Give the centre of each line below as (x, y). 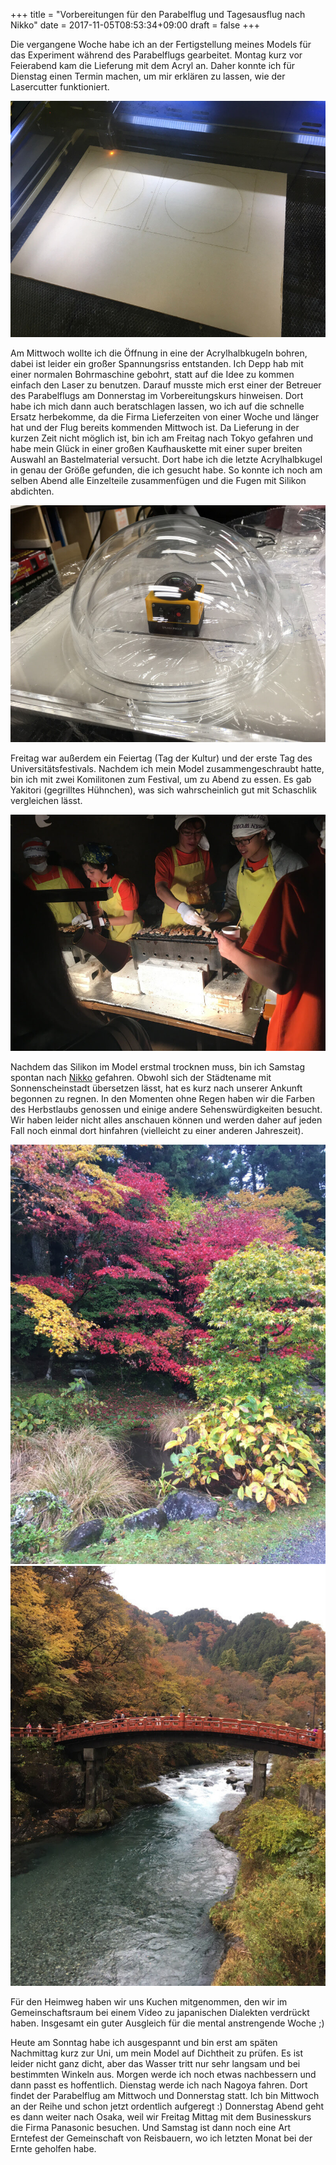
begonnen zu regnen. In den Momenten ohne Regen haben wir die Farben (162, 1098)
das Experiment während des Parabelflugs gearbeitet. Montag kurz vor (156, 55)
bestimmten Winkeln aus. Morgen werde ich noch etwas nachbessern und (163, 2074)
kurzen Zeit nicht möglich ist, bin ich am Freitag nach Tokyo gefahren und (162, 438)
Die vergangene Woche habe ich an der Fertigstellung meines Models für (161, 44)
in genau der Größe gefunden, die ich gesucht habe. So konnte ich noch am (166, 470)
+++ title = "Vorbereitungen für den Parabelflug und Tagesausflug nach (158, 14)
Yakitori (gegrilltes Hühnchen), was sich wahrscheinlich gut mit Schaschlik (163, 790)
